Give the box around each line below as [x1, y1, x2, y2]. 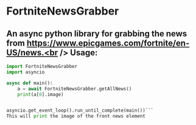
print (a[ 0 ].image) [17, 91, 64, 98]
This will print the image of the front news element [6, 113, 146, 120]
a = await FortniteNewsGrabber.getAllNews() [17, 86, 132, 92]
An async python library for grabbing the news [6, 29, 187, 39]
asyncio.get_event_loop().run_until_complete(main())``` [6, 107, 154, 113]
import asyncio [6, 69, 45, 75]
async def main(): [6, 80, 53, 86]
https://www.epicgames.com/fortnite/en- [26, 38, 190, 48]
